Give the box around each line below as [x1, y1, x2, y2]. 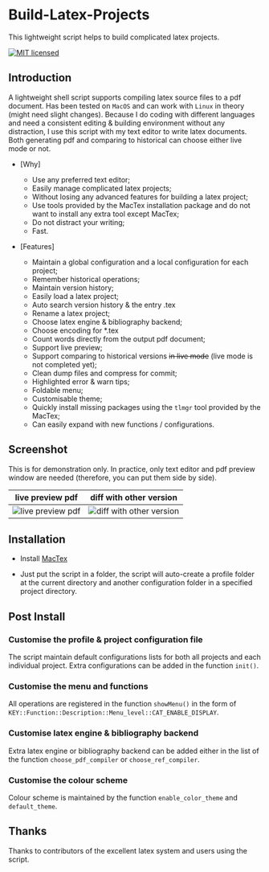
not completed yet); [31, 359, 98, 369]
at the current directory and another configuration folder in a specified [19, 578, 253, 587]
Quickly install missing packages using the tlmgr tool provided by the [31, 402, 261, 411]
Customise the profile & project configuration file [8, 633, 203, 645]
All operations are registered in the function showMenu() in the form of [8, 699, 237, 709]
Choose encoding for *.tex [31, 325, 119, 335]
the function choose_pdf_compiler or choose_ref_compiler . [8, 754, 200, 764]
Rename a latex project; [31, 308, 111, 318]
